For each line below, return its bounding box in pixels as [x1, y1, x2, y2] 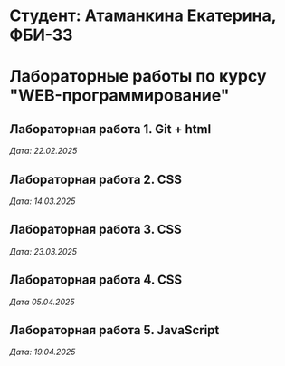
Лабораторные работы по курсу [9, 66, 267, 87]
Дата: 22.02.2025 [9, 146, 78, 157]
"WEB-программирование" [9, 85, 230, 106]
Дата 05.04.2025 [9, 296, 75, 307]
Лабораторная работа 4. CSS [9, 273, 183, 288]
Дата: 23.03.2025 [9, 246, 78, 256]
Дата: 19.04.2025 [9, 346, 76, 358]
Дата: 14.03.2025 [9, 196, 76, 207]
